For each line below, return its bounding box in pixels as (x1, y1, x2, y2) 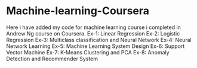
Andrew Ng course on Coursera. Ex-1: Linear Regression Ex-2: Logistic (6, 30, 180, 37)
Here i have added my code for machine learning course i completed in (6, 24, 181, 31)
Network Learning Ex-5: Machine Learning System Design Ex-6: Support (6, 43, 185, 50)
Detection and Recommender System (6, 55, 98, 62)
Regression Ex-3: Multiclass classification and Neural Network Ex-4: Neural (6, 36, 192, 43)
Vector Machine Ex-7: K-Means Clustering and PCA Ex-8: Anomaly (6, 48, 170, 56)
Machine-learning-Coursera (6, 4, 150, 18)
